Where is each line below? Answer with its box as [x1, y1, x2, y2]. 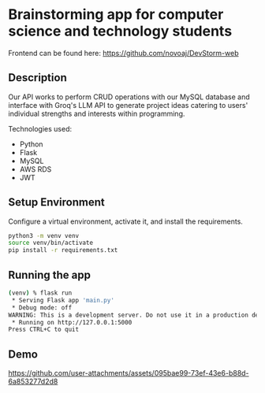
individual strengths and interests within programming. [8, 109, 185, 118]
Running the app [8, 268, 91, 281]
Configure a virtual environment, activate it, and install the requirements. [8, 217, 243, 226]
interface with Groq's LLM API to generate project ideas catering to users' [8, 100, 248, 109]
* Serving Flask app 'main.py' [11, 296, 114, 304]
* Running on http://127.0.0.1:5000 [11, 318, 132, 326]
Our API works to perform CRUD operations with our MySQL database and [8, 92, 250, 102]
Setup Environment [8, 195, 105, 209]
